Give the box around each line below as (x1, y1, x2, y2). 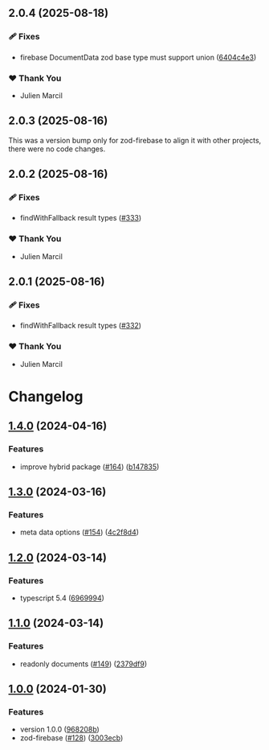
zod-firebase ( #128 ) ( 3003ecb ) (19, 733, 124, 743)
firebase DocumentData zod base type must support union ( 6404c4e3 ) (19, 52, 257, 62)
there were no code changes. (8, 144, 106, 154)
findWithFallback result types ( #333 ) (19, 213, 142, 223)
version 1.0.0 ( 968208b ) (19, 724, 100, 735)
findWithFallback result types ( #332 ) (19, 321, 142, 331)
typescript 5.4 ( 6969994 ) (19, 593, 104, 603)
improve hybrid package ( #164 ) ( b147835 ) (19, 462, 160, 472)
